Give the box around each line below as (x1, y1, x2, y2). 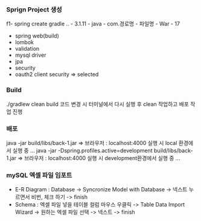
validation (14, 45, 40, 53)
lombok (14, 39, 34, 46)
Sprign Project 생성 (6, 5, 62, 13)
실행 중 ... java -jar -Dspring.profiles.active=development (12, 147, 153, 154)
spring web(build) (14, 32, 59, 40)
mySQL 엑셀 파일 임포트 (6, 171, 72, 179)
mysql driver (14, 51, 46, 59)
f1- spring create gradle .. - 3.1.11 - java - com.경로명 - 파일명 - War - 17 (6, 20, 180, 28)
